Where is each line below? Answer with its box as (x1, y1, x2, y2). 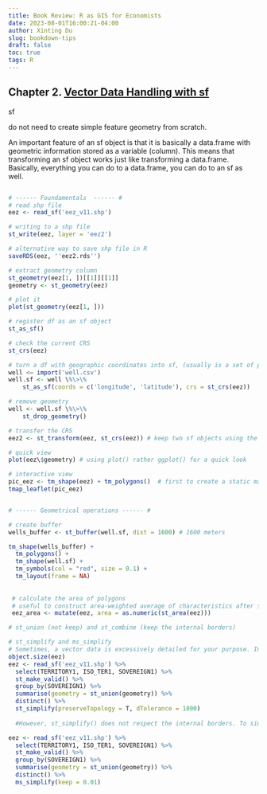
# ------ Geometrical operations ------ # (8, 507, 151, 514)
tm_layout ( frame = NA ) (15, 573, 91, 581)
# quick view (8, 448, 52, 456)
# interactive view (8, 471, 73, 479)
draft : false (8, 41, 52, 49)
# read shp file (8, 201, 62, 209)
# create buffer (8, 521, 62, 529)
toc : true (8, 49, 41, 57)
